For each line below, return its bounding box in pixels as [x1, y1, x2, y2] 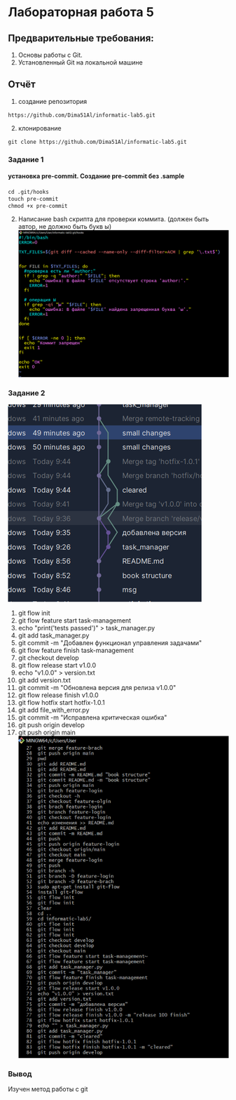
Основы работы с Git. [18, 51, 83, 59]
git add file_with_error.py [18, 706, 90, 715]
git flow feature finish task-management [18, 647, 134, 655]
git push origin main [18, 728, 76, 737]
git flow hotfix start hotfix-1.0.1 [18, 698, 105, 707]
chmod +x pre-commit [8, 202, 69, 209]
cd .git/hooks [8, 188, 50, 195]
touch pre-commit [8, 195, 59, 202]
